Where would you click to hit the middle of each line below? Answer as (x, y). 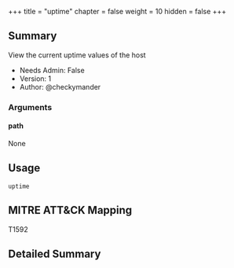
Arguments (30, 107)
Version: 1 (35, 79)
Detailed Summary (55, 253)
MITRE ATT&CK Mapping (70, 210)
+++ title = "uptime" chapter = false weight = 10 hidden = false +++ (117, 11)
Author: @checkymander (60, 86)
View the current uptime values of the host (77, 55)
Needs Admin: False (52, 70)
